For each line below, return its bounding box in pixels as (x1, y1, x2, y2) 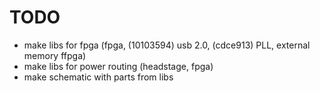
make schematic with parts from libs (23, 71, 174, 83)
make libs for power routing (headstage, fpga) (23, 60, 214, 72)
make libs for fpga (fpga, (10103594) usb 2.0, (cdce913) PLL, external (23, 39, 311, 51)
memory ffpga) (23, 49, 87, 61)
